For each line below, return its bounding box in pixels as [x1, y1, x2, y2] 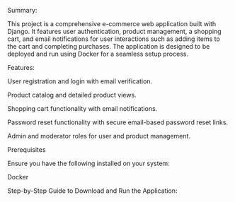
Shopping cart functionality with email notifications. [7, 105, 158, 112]
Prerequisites [7, 145, 46, 154]
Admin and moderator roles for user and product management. [7, 132, 191, 140]
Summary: [7, 6, 38, 14]
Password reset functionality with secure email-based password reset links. [7, 118, 229, 126]
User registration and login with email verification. [7, 77, 153, 85]
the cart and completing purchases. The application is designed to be [7, 42, 210, 50]
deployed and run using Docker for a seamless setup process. [7, 49, 189, 58]
